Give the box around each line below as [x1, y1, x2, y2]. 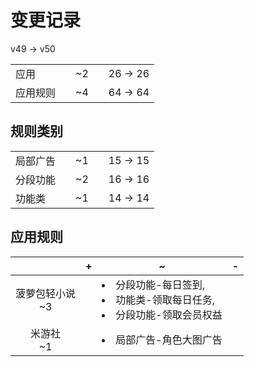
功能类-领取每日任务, [115, 292, 216, 306]
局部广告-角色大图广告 [115, 332, 223, 346]
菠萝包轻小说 [15, 286, 77, 300]
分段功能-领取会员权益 [115, 307, 223, 321]
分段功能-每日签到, [115, 277, 206, 291]
